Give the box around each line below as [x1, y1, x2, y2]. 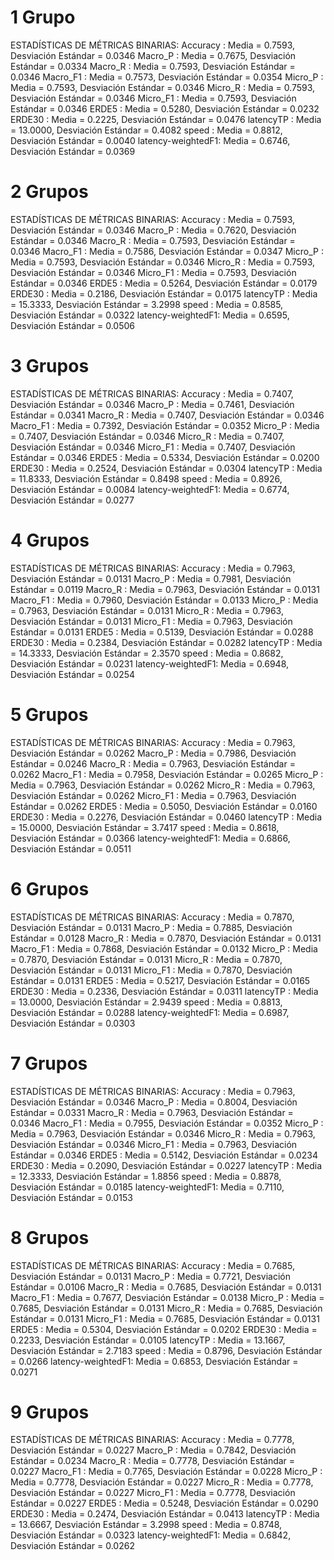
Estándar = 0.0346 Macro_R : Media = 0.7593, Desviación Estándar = [10, 234, 296, 246]
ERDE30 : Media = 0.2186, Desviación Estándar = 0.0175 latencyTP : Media [10, 287, 318, 300]
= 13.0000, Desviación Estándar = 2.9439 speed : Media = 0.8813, [10, 996, 283, 1008]
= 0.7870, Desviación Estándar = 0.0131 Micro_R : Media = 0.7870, [10, 953, 283, 965]
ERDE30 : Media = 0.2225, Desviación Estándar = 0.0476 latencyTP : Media [10, 113, 322, 125]
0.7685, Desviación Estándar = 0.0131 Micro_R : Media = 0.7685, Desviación [10, 1302, 323, 1314]
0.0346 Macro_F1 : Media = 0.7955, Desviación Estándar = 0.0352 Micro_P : [10, 1117, 324, 1129]
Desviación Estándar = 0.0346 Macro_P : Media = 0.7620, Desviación [10, 224, 297, 236]
